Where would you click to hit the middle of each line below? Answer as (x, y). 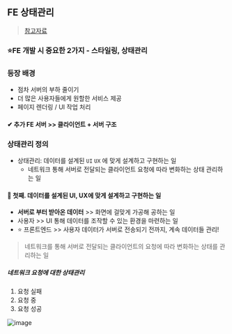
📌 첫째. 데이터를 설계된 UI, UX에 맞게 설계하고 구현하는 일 (84, 195)
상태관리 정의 (28, 144)
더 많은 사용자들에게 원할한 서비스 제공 (69, 98)
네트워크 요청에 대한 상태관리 (46, 272)
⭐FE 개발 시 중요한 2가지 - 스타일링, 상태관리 (77, 50)
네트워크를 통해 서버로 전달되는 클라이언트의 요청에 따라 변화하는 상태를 (121, 247)
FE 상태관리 (31, 13)
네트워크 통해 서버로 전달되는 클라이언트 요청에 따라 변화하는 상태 (116, 169)
